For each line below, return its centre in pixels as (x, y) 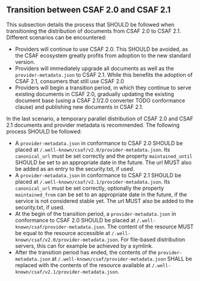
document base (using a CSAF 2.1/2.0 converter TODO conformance (100, 100)
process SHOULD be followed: (44, 131)
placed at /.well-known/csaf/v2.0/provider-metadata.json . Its (92, 149)
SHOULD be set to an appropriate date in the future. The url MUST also (103, 162)
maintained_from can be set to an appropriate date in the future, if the (101, 194)
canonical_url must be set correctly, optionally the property (89, 188)
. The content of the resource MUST (149, 227)
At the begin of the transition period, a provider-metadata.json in (95, 213)
